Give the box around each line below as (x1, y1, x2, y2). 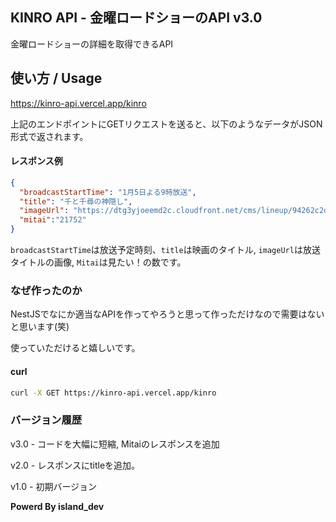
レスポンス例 (10, 155, 63, 167)
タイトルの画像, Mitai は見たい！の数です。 (10, 256, 187, 268)
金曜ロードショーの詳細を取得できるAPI (10, 38, 174, 50)
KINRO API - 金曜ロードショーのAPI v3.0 (10, 9, 263, 27)
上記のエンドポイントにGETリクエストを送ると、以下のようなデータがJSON (10, 118, 323, 130)
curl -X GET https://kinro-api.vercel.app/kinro (10, 388, 217, 398)
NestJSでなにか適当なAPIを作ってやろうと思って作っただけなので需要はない (10, 308, 325, 320)
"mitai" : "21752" (19, 215, 87, 225)
